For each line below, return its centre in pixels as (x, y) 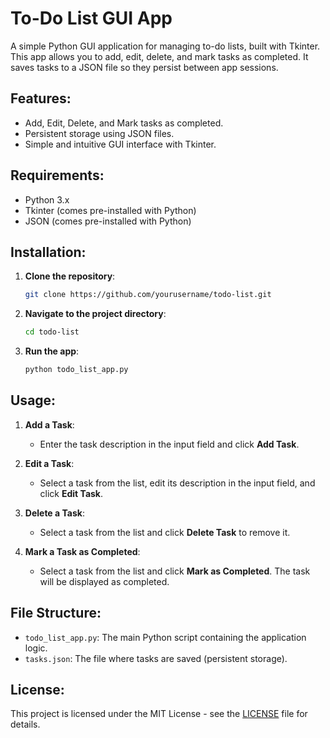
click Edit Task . (71, 493)
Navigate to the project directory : (95, 314)
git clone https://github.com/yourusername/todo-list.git (148, 295)
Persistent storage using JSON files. (99, 133)
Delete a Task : (54, 513)
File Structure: (56, 613)
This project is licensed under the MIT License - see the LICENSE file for (159, 714)
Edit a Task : (49, 463)
